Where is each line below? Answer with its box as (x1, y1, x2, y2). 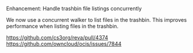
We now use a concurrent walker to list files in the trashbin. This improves (6, 16, 187, 23)
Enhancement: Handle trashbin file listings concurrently (6, 5, 142, 12)
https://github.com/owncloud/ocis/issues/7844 (6, 41, 122, 47)
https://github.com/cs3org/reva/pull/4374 (6, 34, 109, 41)
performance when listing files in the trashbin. (6, 23, 119, 29)
